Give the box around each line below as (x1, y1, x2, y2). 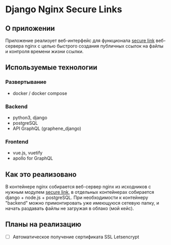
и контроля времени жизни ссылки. (5, 49, 84, 54)
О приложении (5, 24, 55, 33)
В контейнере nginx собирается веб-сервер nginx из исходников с (5, 184, 152, 190)
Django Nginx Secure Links (5, 4, 123, 15)
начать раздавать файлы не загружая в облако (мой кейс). (5, 206, 134, 212)
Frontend (5, 138, 29, 145)
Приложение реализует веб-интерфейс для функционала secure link (5, 37, 155, 43)
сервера (5, 43, 24, 49)
